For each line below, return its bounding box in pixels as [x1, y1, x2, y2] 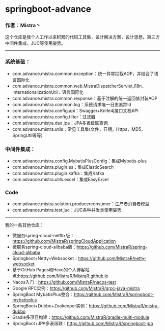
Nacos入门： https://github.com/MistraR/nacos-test [12, 279, 116, 285]
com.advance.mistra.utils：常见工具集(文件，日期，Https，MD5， [12, 126, 146, 132]
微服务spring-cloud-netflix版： [12, 233, 75, 239]
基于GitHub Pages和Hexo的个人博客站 [12, 267, 90, 273]
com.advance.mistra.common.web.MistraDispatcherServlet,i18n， [12, 83, 146, 89]
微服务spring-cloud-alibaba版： [12, 244, 77, 250]
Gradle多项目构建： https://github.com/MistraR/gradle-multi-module [12, 314, 150, 320]
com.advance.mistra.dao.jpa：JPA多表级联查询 [12, 120, 108, 126]
